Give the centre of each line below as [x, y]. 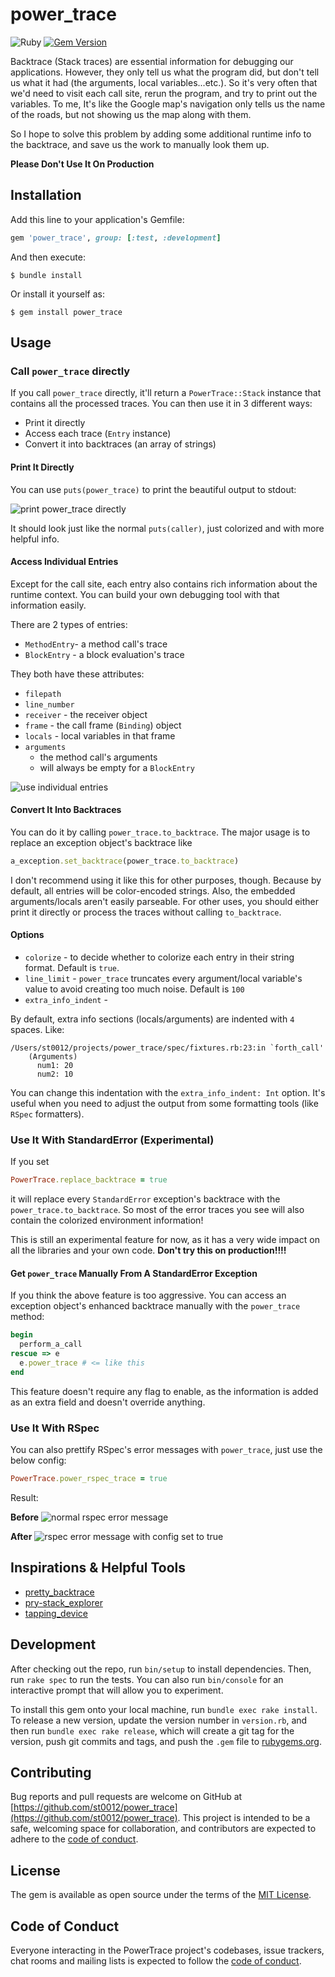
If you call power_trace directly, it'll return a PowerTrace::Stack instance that [166, 393]
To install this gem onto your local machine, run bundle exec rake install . [164, 1709]
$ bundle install [46, 275]
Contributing [51, 1772]
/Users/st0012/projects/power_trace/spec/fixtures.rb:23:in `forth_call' [167, 1048]
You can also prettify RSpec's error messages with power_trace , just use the [166, 1450]
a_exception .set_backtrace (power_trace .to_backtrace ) [125, 861]
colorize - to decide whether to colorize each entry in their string [159, 957]
